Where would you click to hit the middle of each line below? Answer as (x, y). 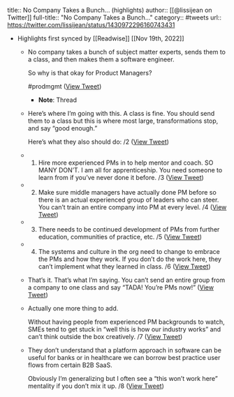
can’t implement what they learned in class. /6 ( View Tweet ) (124, 267)
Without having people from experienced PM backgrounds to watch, (126, 322)
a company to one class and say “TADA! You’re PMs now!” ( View (121, 287)
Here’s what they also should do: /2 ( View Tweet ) (98, 142)
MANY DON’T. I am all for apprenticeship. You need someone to (130, 170)
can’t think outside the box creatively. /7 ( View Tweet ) (105, 337)
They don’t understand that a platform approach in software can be (125, 350)
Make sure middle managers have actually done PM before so (127, 192)
